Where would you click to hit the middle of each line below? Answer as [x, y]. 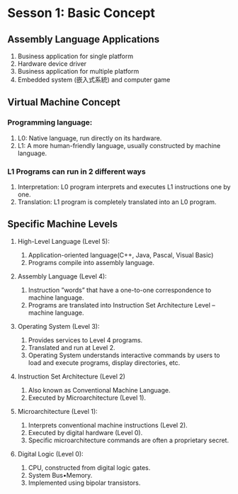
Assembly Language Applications [84, 39]
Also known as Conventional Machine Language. [99, 390]
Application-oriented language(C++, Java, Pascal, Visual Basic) [121, 255]
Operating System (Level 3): [58, 326]
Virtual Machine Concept [64, 102]
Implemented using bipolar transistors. [84, 483]
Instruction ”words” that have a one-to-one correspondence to [120, 290]
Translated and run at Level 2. [72, 347]
